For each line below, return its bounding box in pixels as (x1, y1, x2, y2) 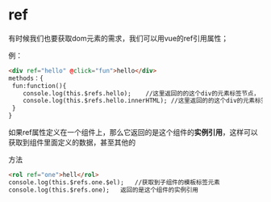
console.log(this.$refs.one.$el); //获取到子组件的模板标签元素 (8, 178, 220, 187)
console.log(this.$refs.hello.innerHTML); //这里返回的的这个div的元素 (23, 97, 256, 105)
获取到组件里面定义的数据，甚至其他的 (8, 137, 135, 147)
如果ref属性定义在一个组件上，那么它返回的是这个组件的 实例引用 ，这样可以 (8, 128, 258, 137)
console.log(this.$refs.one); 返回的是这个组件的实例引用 (8, 186, 199, 194)
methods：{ (8, 74, 44, 82)
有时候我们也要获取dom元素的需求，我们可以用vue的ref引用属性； (8, 33, 228, 43)
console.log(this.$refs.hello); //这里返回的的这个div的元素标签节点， (23, 89, 261, 98)
